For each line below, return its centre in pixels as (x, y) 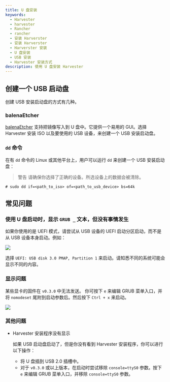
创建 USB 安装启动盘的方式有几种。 (42, 102)
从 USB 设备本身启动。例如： (36, 238)
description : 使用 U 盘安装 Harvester (44, 67)
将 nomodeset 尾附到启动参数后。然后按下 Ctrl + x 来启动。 (67, 297)
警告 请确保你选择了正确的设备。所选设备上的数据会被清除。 (80, 177)
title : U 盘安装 (21, 10)
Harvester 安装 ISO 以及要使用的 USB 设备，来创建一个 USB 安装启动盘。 (82, 133)
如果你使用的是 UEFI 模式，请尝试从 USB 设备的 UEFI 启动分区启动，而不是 (83, 231)
